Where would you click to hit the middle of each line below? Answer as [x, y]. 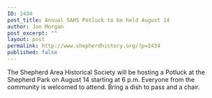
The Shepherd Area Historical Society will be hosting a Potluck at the [106, 72]
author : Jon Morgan [36, 26]
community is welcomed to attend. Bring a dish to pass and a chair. [104, 87]
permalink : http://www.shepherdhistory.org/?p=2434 [84, 46]
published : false [32, 53]
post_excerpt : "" [32, 33]
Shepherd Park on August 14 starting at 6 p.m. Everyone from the [101, 79]
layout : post [26, 40]
